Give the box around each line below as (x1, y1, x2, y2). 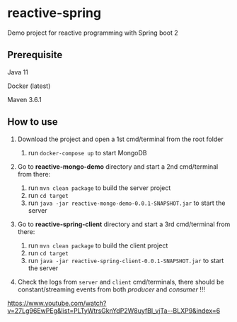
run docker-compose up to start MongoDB (28, 148, 147, 157)
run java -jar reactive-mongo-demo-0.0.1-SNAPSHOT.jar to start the (28, 199, 226, 207)
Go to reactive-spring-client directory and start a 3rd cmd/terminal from (17, 220, 231, 228)
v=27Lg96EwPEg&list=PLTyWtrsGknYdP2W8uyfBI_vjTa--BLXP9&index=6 (7, 306, 221, 315)
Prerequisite (7, 49, 63, 61)
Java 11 (7, 67, 28, 76)
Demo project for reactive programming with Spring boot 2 (7, 28, 178, 37)
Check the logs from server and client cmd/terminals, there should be (17, 277, 224, 286)
